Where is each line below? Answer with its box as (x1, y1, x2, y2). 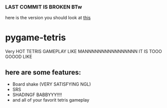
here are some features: (5, 68, 81, 76)
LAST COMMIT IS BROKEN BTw (5, 3, 82, 10)
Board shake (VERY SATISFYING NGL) (12, 81, 91, 87)
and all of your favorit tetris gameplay (12, 97, 90, 103)
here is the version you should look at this (5, 15, 91, 21)
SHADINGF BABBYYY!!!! (12, 92, 62, 98)
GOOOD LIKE (5, 54, 32, 60)
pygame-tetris (5, 32, 66, 43)
